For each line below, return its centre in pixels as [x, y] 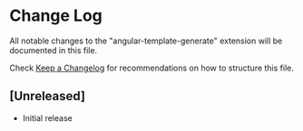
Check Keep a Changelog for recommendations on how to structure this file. [152, 68]
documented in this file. [54, 50]
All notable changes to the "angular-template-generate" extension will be [146, 41]
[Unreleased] [48, 96]
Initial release [47, 117]
